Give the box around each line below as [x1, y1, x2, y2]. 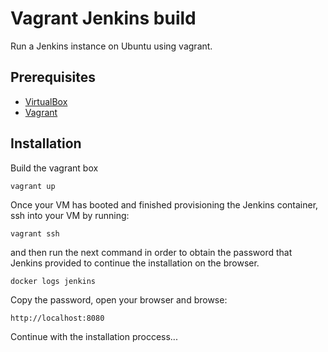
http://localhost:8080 [10, 313, 105, 323]
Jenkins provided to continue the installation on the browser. [10, 257, 260, 269]
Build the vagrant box [10, 162, 99, 174]
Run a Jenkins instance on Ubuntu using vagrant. [10, 40, 213, 52]
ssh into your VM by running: [10, 209, 130, 221]
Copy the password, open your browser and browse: [10, 293, 228, 306]
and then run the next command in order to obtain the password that [10, 246, 293, 258]
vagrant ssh [10, 228, 60, 239]
